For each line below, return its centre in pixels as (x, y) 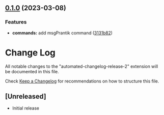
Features (16, 22)
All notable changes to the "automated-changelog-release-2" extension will (82, 66)
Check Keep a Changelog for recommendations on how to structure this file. (82, 81)
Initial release (26, 108)
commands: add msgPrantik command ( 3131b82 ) (62, 33)
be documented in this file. (32, 71)
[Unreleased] (26, 97)
